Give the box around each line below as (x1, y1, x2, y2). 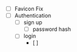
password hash (32, 25, 71, 33)
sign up (23, 19, 43, 26)
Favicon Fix (14, 5, 44, 12)
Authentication (14, 12, 52, 19)
